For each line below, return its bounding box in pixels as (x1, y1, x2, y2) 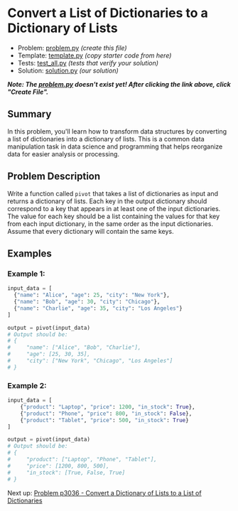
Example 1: (7, 269, 45, 279)
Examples (7, 247, 52, 259)
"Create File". (7, 87, 49, 96)
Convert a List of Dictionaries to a (7, 5, 208, 21)
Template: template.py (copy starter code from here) (17, 51, 172, 60)
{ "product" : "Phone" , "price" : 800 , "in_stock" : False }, (20, 410, 193, 417)
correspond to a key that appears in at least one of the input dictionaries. (7, 204, 221, 213)
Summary (7, 108, 52, 120)
